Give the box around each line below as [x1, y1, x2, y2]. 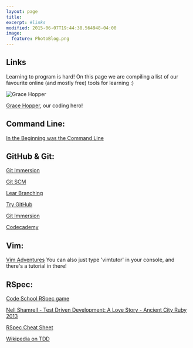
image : [6, 30, 22, 36]
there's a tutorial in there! [6, 262, 67, 269]
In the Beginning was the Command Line [6, 134, 104, 141]
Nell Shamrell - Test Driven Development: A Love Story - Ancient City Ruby [6, 306, 187, 313]
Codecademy [6, 224, 39, 231]
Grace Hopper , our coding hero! [6, 102, 83, 109]
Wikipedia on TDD [6, 335, 50, 343]
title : [6, 14, 22, 20]
